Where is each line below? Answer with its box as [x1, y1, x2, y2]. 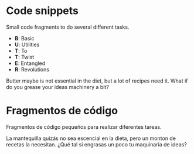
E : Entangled [14, 60, 46, 67]
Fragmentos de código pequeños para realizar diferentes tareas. [6, 123, 162, 130]
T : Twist [14, 53, 35, 60]
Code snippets [6, 4, 79, 18]
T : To [14, 47, 28, 54]
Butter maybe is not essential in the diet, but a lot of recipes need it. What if [6, 77, 188, 84]
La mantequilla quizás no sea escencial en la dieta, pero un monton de [6, 135, 176, 142]
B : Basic [14, 35, 35, 42]
